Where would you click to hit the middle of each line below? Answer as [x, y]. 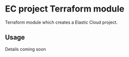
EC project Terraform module [65, 9]
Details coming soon [25, 49]
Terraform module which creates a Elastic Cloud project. [61, 22]
